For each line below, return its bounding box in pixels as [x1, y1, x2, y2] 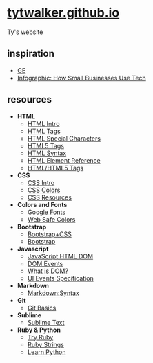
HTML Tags [27, 127, 61, 135]
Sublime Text [27, 318, 65, 326]
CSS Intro [27, 178, 55, 186]
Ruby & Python [17, 326, 61, 334]
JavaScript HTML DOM [27, 251, 94, 260]
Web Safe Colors [27, 215, 76, 223]
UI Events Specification [27, 274, 94, 282]
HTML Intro [27, 119, 60, 127]
